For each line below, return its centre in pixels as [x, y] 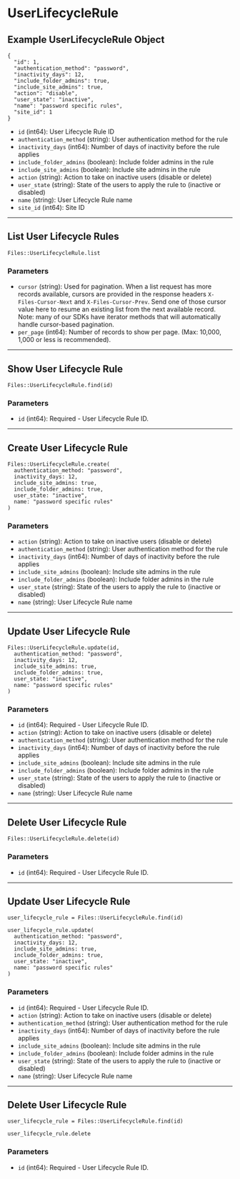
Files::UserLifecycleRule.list [54, 253]
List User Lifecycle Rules [63, 237]
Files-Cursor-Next [45, 302]
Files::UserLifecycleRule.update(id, [64, 648]
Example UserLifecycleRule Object [86, 40]
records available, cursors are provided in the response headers [112, 294]
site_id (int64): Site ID [51, 207]
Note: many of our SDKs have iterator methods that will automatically [119, 317]
